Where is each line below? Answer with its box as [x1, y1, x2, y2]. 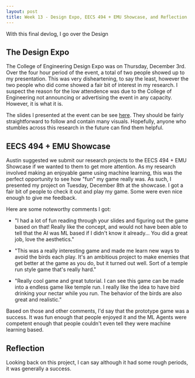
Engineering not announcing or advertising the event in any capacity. [6, 94, 173, 101]
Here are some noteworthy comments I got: [6, 206, 111, 213]
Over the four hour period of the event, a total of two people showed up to [6, 69, 185, 76]
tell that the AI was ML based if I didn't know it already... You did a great [14, 230, 188, 237]
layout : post [6, 8, 38, 15]
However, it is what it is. [6, 101, 63, 108]
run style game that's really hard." [14, 266, 97, 273]
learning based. [6, 326, 44, 333]
